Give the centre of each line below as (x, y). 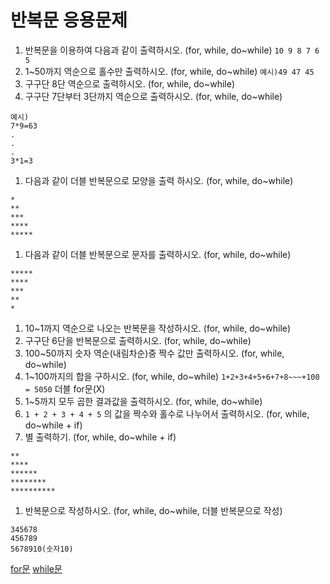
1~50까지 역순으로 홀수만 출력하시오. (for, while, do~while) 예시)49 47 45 (169, 71)
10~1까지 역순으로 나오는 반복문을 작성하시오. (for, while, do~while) (158, 328)
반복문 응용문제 (69, 20)
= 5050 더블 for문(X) (65, 388)
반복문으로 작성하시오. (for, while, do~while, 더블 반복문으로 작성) (153, 510)
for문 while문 (36, 568)
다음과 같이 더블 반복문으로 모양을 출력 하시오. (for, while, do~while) (159, 180)
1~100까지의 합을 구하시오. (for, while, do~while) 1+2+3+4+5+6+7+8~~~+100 (172, 376)
